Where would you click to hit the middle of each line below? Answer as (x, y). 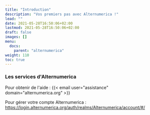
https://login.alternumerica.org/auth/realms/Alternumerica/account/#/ (75, 107)
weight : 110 (17, 55)
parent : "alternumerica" (39, 50)
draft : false (18, 32)
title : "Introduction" (28, 10)
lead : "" (14, 19)
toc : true (15, 60)
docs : (15, 46)
